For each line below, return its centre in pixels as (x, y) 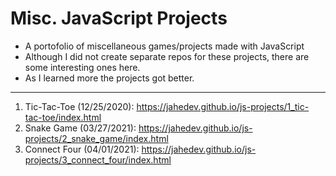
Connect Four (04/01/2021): (82, 149)
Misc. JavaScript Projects (119, 18)
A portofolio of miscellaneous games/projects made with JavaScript (164, 46)
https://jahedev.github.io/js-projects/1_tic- (223, 106)
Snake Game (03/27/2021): (80, 128)
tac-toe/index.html (63, 117)
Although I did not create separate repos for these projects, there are (167, 56)
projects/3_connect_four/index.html (98, 159)
